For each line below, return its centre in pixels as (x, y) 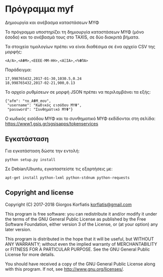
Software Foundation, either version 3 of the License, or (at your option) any (81, 224)
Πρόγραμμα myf (40, 9)
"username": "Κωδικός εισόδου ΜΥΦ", (44, 105)
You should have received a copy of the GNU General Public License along (80, 264)
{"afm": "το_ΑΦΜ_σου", (28, 101)
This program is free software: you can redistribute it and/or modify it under (81, 214)
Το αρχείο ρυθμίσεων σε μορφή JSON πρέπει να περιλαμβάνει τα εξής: (78, 92)
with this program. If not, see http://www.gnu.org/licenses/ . (65, 269)
